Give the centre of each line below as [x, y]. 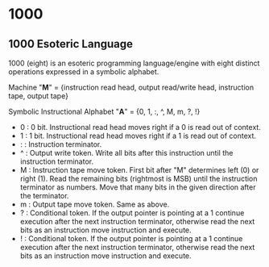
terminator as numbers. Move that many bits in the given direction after [138, 187]
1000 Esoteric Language [71, 44]
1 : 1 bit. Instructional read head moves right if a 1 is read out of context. [138, 136]
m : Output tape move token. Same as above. [95, 204]
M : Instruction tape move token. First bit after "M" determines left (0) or [139, 170]
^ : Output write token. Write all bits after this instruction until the [126, 153]
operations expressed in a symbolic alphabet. [84, 72]
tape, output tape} [38, 96]
